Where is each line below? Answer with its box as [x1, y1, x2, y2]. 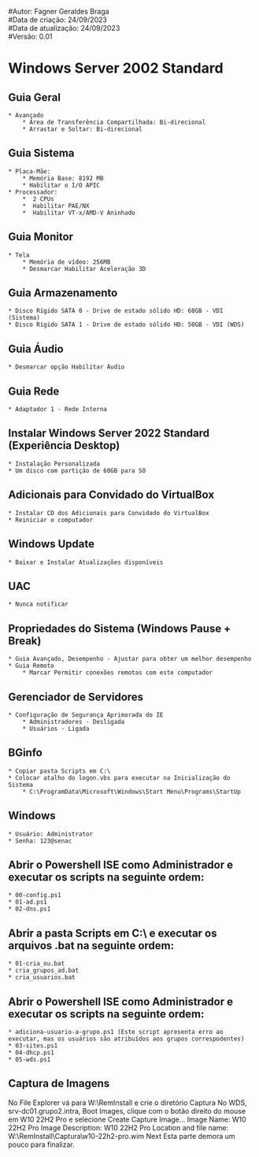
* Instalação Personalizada [8, 460, 101, 468]
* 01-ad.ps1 [8, 898, 47, 907]
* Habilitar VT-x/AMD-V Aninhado [22, 209, 135, 217]
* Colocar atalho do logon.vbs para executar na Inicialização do [8, 773, 231, 782]
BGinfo [8, 746, 43, 759]
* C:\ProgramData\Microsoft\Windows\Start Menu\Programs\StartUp [22, 788, 242, 795]
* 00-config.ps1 [8, 892, 61, 899]
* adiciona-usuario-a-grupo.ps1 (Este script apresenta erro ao [8, 1028, 224, 1036]
